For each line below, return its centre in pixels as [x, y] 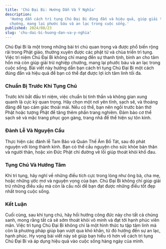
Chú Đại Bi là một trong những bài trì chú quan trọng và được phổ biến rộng [82, 47]
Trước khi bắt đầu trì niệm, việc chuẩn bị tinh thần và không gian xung [76, 97]
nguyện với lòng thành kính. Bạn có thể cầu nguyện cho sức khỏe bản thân [81, 147]
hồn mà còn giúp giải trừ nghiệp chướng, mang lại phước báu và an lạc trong [83, 63]
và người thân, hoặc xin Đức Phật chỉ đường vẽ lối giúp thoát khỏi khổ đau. [81, 152]
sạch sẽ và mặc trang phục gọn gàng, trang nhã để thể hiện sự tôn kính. [78, 118]
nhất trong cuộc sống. [28, 191]
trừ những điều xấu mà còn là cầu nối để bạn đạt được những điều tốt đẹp [80, 186]
